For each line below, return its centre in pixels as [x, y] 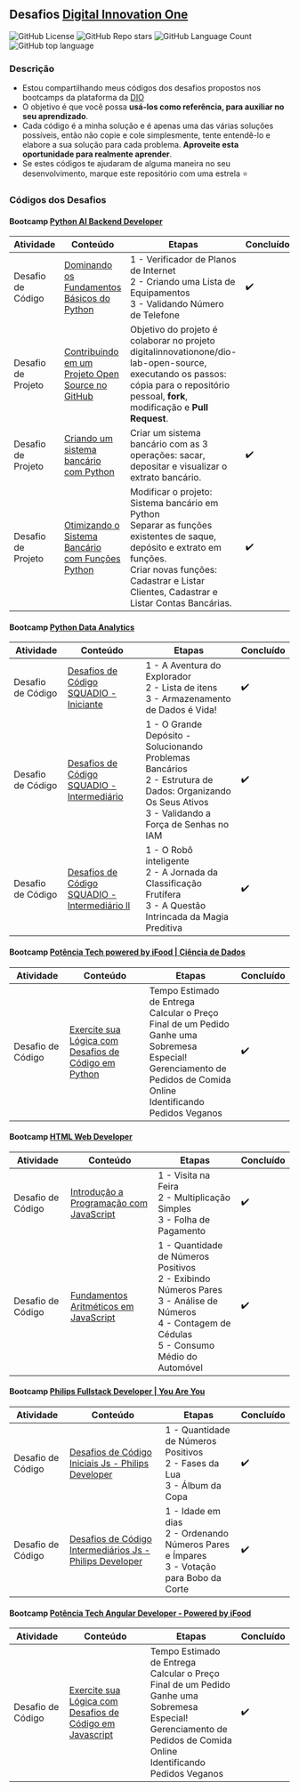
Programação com [109, 1203]
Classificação [174, 883]
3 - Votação [190, 1567]
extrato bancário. [166, 478]
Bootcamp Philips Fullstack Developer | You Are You [107, 1392]
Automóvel [180, 1367]
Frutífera [163, 895]
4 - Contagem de [194, 1323]
